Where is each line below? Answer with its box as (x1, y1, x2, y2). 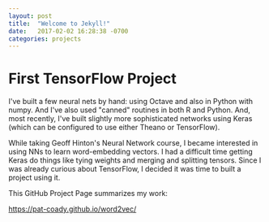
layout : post (8, 11, 53, 20)
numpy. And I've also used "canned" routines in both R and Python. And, (8, 105, 251, 115)
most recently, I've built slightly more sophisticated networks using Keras (8, 114, 253, 124)
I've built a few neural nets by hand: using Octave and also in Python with (8, 97, 254, 107)
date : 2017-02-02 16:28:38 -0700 (8, 27, 129, 35)
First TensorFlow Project (8, 70, 177, 88)
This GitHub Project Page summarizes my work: (8, 189, 169, 198)
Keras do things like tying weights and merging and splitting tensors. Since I (8, 155, 262, 165)
